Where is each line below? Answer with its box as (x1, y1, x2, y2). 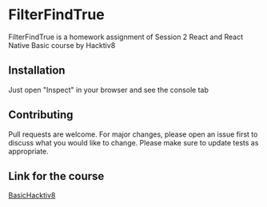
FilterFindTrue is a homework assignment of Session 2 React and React (8, 32, 244, 42)
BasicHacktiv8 (8, 190, 56, 201)
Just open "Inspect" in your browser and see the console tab (8, 85, 209, 94)
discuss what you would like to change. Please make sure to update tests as (8, 137, 259, 147)
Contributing (8, 108, 74, 121)
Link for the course (8, 169, 105, 183)
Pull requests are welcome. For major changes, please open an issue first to (8, 129, 258, 139)
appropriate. (8, 146, 50, 156)
